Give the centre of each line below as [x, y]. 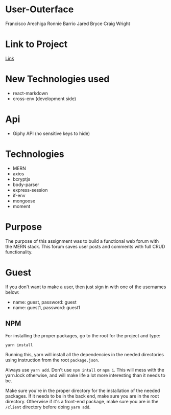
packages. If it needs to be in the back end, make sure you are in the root [82, 396]
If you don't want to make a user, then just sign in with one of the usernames [86, 287]
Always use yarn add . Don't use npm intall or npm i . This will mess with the [85, 370]
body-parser [26, 185]
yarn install [19, 345]
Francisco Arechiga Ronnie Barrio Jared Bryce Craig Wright [68, 24]
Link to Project [36, 44]
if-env [19, 195]
